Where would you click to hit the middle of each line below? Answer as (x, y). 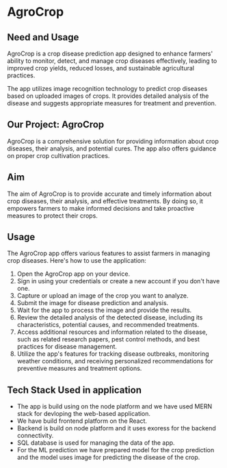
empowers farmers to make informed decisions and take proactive (101, 208)
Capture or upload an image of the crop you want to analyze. (103, 296)
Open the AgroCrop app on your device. (74, 274)
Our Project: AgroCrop (56, 125)
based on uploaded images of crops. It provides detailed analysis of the (108, 96)
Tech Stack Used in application (75, 390)
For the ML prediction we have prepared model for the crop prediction (116, 450)
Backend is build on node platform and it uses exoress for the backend (117, 428)
